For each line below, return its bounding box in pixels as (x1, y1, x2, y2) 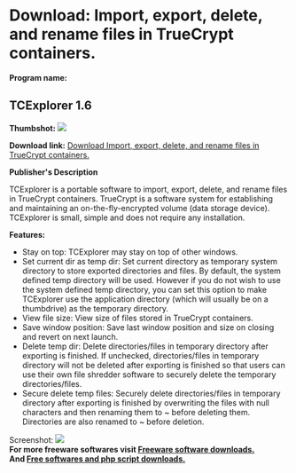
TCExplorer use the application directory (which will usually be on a (21, 294, 269, 304)
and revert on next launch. (21, 331, 119, 342)
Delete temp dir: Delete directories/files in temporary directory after (21, 341, 269, 351)
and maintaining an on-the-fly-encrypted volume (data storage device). (9, 202, 270, 213)
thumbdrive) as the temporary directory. (21, 303, 168, 313)
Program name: (9, 72, 68, 83)
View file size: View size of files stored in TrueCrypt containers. (21, 312, 254, 323)
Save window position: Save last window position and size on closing (21, 321, 275, 333)
